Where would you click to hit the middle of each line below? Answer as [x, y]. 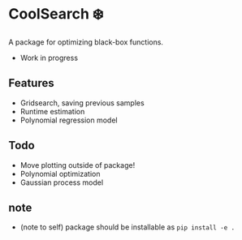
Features [31, 83]
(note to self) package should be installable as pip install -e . [127, 227]
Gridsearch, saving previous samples [82, 103]
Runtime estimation [52, 111]
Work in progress [49, 58]
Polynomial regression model [69, 120]
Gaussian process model [62, 182]
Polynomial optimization [60, 174]
